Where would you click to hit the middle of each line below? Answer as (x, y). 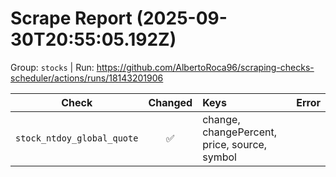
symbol (219, 157)
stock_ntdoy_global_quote (77, 138)
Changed (170, 102)
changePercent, (240, 132)
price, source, (235, 144)
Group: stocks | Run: (52, 67)
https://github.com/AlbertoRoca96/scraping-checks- (205, 67)
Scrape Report (71, 18)
